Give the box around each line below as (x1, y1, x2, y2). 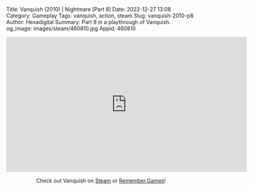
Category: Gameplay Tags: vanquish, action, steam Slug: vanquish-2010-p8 (6, 12, 194, 19)
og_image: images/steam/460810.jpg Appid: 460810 (6, 25, 136, 32)
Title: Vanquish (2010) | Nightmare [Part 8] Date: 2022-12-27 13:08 (6, 6, 171, 13)
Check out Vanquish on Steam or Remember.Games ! (35, 177, 166, 184)
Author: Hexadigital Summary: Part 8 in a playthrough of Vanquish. (6, 19, 171, 25)
